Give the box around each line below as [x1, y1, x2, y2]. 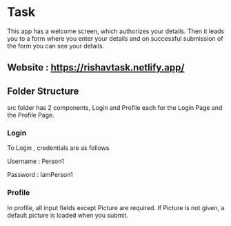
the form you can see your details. [7, 41, 105, 50]
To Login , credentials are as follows [7, 144, 110, 152]
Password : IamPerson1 [7, 171, 74, 179]
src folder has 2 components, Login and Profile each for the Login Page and [7, 104, 223, 112]
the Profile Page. [7, 111, 54, 120]
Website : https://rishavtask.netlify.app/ [7, 62, 185, 73]
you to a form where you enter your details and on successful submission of [7, 34, 223, 42]
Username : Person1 [7, 157, 64, 166]
